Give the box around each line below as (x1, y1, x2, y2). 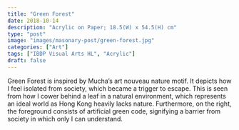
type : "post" (7, 30, 46, 38)
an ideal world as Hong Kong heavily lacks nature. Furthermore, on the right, (7, 99, 232, 108)
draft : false (7, 57, 46, 64)
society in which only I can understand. (7, 114, 123, 123)
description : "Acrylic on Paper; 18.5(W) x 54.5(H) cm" (7, 24, 177, 31)
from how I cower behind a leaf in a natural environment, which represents (7, 91, 226, 100)
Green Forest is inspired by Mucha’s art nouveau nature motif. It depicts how (7, 76, 232, 85)
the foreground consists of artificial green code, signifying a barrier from (7, 106, 221, 115)
